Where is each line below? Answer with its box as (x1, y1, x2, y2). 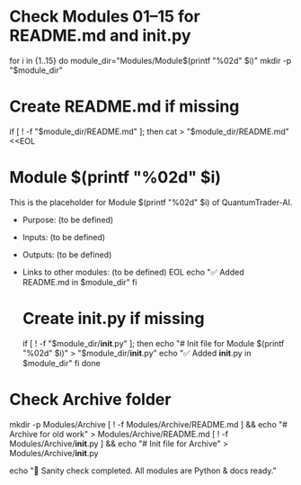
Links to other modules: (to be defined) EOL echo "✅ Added (22, 266, 244, 277)
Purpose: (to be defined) (22, 214, 114, 225)
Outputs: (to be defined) (22, 249, 112, 260)
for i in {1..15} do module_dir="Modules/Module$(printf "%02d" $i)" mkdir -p (9, 55, 292, 66)
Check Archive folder (9, 389, 172, 409)
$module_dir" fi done (22, 357, 101, 368)
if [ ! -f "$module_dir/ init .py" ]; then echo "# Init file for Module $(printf (22, 337, 285, 348)
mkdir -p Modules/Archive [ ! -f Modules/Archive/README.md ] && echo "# (9, 418, 288, 429)
